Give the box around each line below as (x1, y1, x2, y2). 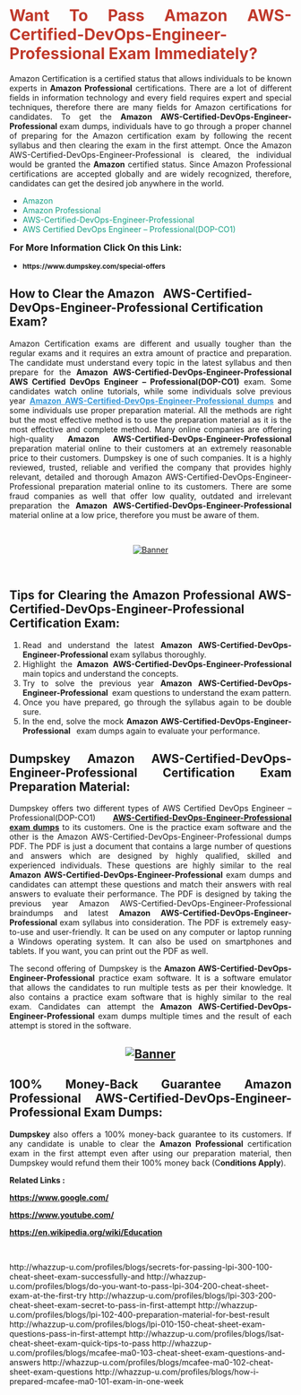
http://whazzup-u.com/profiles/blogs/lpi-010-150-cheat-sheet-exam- (9, 1319, 266, 1330)
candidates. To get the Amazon (9, 111, 152, 122)
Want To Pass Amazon (9, 5, 228, 26)
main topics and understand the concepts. (21, 668, 179, 679)
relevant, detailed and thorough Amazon (9, 472, 163, 482)
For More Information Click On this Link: (9, 241, 182, 254)
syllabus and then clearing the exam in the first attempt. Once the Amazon (9, 140, 292, 151)
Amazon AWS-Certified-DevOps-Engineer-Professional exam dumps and (9, 870, 292, 880)
